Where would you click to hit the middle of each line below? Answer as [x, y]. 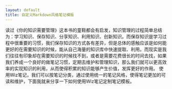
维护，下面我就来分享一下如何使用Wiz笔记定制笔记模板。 [74, 81]
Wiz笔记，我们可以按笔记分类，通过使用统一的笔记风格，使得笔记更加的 [85, 75]
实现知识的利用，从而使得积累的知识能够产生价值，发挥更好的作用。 [86, 68]
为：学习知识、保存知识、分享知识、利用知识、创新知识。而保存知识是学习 [84, 36]
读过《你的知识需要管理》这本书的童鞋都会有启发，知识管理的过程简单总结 [84, 30]
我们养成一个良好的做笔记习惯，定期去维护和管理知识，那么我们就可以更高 [84, 62]
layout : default [23, 10]
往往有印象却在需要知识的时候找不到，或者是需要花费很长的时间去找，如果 [88, 55]
